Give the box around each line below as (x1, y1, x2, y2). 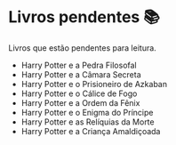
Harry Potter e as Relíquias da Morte (20, 117, 155, 127)
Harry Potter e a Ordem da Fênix (20, 97, 140, 108)
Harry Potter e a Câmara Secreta (20, 68, 141, 80)
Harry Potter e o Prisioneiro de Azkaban (20, 78, 168, 89)
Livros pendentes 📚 (8, 7, 161, 28)
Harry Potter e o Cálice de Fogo (20, 88, 138, 99)
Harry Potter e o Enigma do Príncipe (20, 107, 154, 117)
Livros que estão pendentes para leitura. (8, 42, 156, 53)
